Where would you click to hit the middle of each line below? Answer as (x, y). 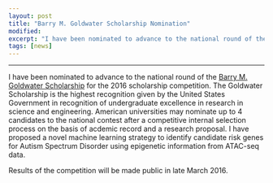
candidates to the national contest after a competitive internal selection (127, 120)
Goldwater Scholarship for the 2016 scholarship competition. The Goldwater (136, 85)
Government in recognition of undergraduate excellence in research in (126, 103)
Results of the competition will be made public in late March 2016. (119, 171)
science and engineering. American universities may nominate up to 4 (126, 111)
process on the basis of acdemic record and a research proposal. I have (129, 129)
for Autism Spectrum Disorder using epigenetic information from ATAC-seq (134, 146)
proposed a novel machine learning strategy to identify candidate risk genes (136, 137)
